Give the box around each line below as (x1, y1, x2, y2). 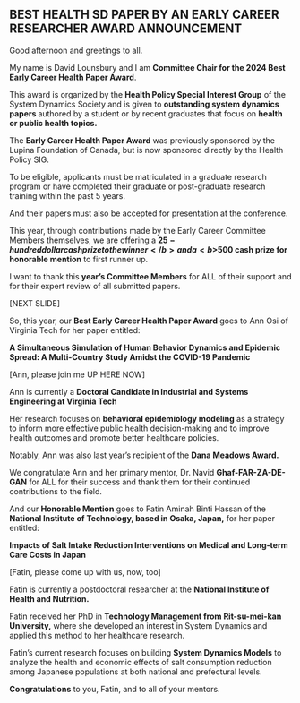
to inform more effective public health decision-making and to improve (9, 423, 270, 433)
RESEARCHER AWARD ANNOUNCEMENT (9, 21, 243, 37)
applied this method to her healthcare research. (9, 630, 185, 640)
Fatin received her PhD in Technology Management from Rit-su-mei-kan (9, 611, 282, 622)
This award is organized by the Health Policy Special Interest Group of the (9, 89, 287, 99)
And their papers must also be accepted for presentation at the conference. (9, 208, 288, 219)
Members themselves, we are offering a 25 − (9, 235, 176, 245)
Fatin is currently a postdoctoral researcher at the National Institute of (9, 584, 270, 595)
